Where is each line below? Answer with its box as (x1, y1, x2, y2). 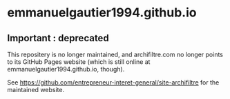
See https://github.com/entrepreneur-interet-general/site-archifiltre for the (7, 78, 220, 87)
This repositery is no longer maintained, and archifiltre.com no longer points (7, 50, 223, 58)
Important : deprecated (7, 32, 109, 44)
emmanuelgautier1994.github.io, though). (7, 65, 125, 73)
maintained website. (7, 86, 64, 93)
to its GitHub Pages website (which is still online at (7, 58, 151, 66)
